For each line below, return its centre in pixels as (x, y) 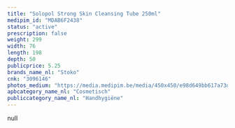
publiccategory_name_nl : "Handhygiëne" (65, 99)
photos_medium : (29, 85)
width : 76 (22, 46)
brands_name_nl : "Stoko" (43, 72)
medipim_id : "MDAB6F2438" (45, 20)
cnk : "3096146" (29, 79)
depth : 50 (22, 59)
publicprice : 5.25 (34, 66)
